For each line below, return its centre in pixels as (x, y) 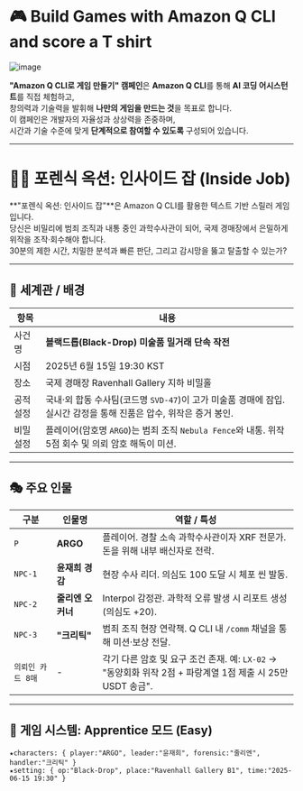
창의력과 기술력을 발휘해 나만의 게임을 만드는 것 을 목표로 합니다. (121, 107)
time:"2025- (270, 771)
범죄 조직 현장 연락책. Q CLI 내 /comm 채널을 (189, 629)
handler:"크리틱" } (43, 763)
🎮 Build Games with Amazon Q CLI (143, 17)
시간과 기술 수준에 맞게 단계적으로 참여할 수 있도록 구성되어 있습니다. (129, 130)
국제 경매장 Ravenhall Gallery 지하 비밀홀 (129, 382)
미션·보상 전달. (142, 642)
